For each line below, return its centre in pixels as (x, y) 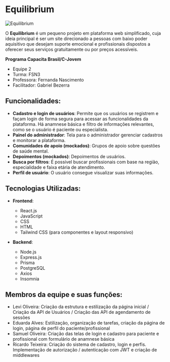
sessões (21, 317)
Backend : (23, 242)
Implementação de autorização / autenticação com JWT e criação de (85, 350)
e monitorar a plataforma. (39, 140)
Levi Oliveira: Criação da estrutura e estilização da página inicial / (81, 307)
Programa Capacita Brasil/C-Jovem (43, 59)
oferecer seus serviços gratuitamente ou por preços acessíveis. (72, 49)
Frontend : (23, 201)
